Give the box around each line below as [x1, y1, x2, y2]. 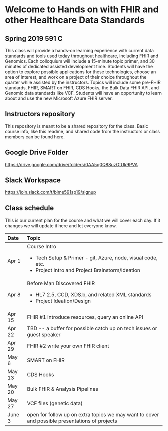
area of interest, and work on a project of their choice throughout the [5, 74, 147, 80]
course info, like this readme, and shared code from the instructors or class [5, 128, 160, 134]
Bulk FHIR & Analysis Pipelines [27, 386, 98, 393]
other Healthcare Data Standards [5, 14, 145, 26]
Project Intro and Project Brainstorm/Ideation [35, 267, 141, 274]
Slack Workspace [5, 176, 61, 185]
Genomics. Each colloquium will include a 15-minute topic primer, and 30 [5, 58, 155, 64]
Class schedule [5, 204, 54, 212]
